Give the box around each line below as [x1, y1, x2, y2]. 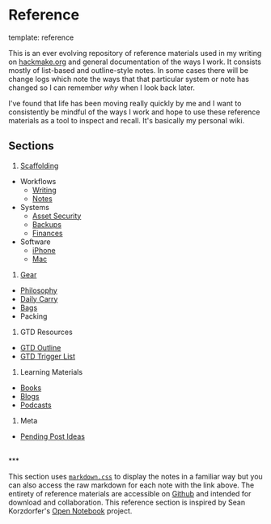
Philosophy [19, 286, 58, 295]
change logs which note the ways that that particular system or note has [8, 74, 249, 84]
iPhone [32, 245, 57, 255]
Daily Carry [19, 294, 58, 303]
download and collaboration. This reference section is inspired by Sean [8, 497, 245, 507]
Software [19, 237, 51, 247]
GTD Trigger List [19, 351, 75, 361]
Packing [19, 311, 48, 321]
